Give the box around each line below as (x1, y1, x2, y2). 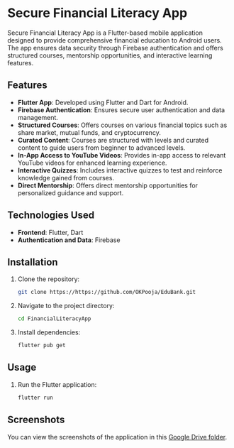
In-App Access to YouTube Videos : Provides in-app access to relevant (17, 151, 226, 159)
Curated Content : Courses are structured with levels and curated (17, 136, 209, 144)
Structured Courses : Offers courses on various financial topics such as (17, 121, 228, 129)
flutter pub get (17, 342, 66, 349)
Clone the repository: (17, 275, 80, 283)
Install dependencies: (17, 328, 81, 337)
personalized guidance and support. (17, 188, 124, 197)
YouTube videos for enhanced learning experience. (17, 158, 167, 167)
